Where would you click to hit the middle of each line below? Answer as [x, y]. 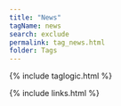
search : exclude [39, 34]
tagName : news [36, 26]
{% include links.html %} [54, 94]
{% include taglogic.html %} [61, 76]
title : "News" [36, 17]
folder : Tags [33, 51]
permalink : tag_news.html [57, 42]
